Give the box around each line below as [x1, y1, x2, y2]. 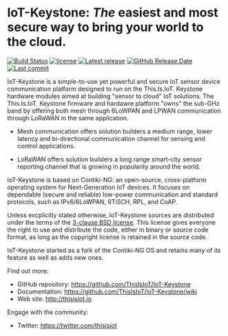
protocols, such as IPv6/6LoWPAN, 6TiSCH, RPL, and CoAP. [7, 197, 178, 205]
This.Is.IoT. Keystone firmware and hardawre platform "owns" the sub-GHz [7, 99, 220, 107]
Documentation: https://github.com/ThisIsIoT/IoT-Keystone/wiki [17, 287, 198, 295]
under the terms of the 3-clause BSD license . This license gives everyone [7, 218, 216, 226]
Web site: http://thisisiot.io [17, 294, 92, 303]
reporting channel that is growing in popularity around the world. [17, 162, 201, 170]
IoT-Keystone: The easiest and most [7, 5, 218, 21]
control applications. [17, 142, 76, 150]
